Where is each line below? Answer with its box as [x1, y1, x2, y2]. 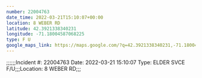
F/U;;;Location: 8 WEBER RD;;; [6, 65, 81, 72]
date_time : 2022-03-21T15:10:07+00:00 [6, 14, 103, 20]
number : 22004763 [6, 8, 50, 15]
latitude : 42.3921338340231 [6, 25, 77, 32]
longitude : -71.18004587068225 [6, 31, 85, 37]
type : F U [6, 37, 31, 43]
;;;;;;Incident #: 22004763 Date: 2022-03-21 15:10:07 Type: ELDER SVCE [6, 58, 185, 66]
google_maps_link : [6, 43, 52, 49]
